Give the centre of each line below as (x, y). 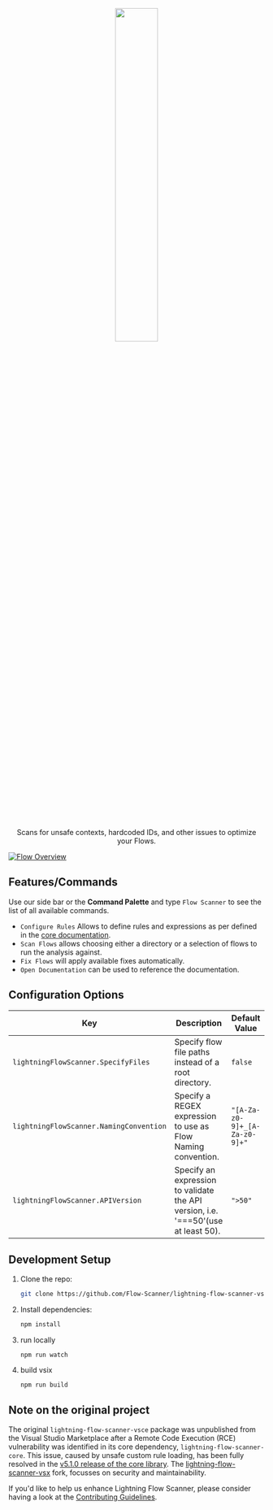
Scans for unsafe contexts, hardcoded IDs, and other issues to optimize (136, 832)
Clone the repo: (46, 1279)
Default (246, 1018)
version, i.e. (196, 1210)
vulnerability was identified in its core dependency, (93, 1447)
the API (188, 1200)
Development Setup (60, 1260)
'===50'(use (199, 1221)
